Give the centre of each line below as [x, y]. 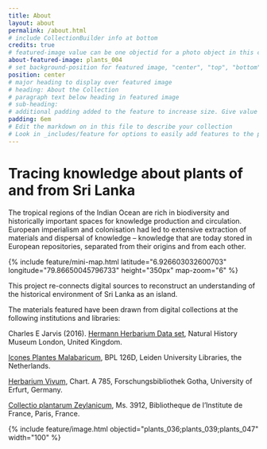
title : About [30, 16]
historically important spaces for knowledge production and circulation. [125, 221]
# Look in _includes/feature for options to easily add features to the [131, 134]
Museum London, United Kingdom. [66, 342]
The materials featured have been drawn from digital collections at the [123, 309]
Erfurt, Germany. [35, 389]
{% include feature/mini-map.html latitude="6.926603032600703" [118, 262]
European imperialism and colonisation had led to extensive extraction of [128, 229]
